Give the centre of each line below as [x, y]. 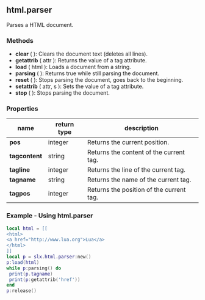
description [141, 128]
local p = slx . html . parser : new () [49, 257]
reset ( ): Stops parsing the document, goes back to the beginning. [99, 80]
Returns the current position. [128, 142]
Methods [20, 40]
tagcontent [26, 156]
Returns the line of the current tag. [137, 170]
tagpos [20, 194]
